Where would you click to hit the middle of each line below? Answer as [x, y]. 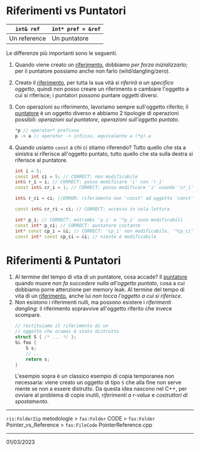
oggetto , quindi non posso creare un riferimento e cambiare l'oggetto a [102, 89]
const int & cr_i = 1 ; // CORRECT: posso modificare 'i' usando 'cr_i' [104, 188]
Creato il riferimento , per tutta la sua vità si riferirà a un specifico [94, 82]
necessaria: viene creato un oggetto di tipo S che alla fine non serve [98, 382]
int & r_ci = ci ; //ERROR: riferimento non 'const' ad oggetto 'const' [104, 199]
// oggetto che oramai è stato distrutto [67, 332]
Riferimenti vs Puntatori [66, 11]
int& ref [27, 29]
